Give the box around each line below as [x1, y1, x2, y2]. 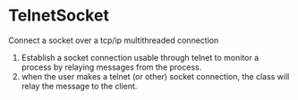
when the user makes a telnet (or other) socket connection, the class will [21, 71, 290, 81]
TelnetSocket [8, 5, 109, 26]
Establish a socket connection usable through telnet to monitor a [21, 52, 260, 62]
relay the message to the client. [21, 80, 138, 91]
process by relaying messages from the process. [21, 62, 202, 72]
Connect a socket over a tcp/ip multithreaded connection [8, 35, 219, 46]
